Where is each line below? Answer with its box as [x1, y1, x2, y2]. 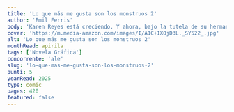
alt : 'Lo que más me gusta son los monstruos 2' [7, 36, 151, 43]
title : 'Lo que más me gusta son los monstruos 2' [7, 10, 157, 17]
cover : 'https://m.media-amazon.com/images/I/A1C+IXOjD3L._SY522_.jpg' [7, 29, 219, 37]
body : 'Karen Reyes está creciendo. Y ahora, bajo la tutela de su [7, 23, 208, 30]
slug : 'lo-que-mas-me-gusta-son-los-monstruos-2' [7, 62, 155, 69]
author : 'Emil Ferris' [7, 17, 73, 24]
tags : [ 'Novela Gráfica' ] [7, 49, 82, 56]
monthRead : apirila [7, 42, 64, 49]
